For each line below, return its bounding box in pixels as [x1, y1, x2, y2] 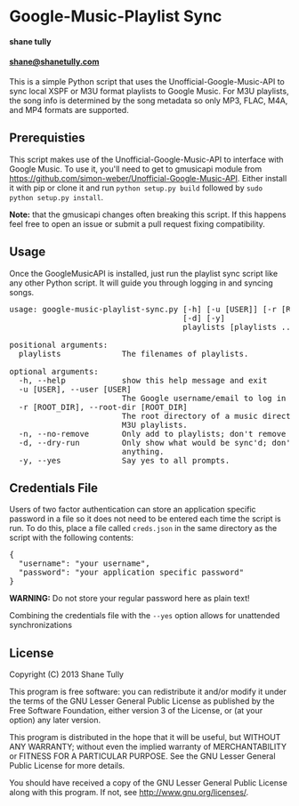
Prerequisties [9, 131, 86, 146]
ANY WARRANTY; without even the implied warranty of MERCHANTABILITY [9, 741, 287, 753]
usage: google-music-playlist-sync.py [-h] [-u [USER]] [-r [9, 304, 278, 314]
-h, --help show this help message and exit [18, 375, 268, 385]
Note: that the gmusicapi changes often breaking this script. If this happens [9, 209, 287, 220]
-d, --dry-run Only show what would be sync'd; [18, 438, 268, 447]
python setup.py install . [9, 191, 104, 202]
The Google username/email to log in [121, 393, 287, 403]
